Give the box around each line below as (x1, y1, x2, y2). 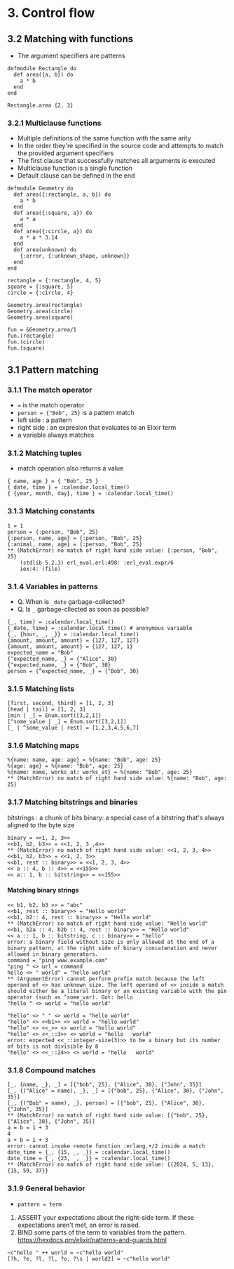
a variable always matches (17, 430, 95, 439)
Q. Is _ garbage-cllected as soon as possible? (17, 605, 149, 613)
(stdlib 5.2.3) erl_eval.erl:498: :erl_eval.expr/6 (20, 559, 174, 566)
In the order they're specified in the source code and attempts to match (17, 142, 224, 150)
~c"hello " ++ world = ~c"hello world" (7, 1249, 124, 1256)
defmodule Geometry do (7, 185, 74, 192)
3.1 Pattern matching (7, 364, 99, 376)
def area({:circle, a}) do (13, 228, 92, 235)
